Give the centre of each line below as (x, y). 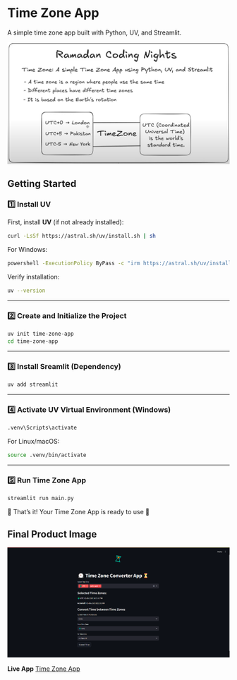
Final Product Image (52, 534)
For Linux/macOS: (34, 442)
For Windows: (28, 250)
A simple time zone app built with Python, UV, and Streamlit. (95, 32)
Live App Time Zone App (44, 669)
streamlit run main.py (41, 499)
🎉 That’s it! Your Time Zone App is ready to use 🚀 (79, 512)
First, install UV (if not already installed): (66, 222)
